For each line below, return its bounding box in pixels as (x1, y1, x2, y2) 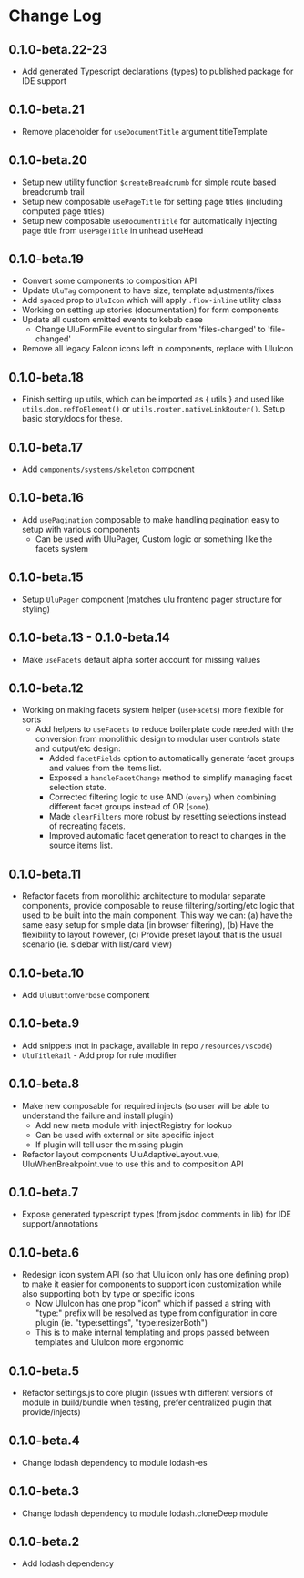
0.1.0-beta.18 (8, 370, 84, 385)
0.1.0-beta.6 (8, 1245, 79, 1260)
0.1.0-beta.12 (8, 680, 84, 696)
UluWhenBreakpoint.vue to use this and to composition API (21, 1158, 244, 1169)
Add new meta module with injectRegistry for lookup (35, 1119, 233, 1130)
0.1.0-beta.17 (8, 439, 84, 455)
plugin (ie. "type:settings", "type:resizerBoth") (35, 1318, 208, 1329)
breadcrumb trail (21, 186, 85, 197)
